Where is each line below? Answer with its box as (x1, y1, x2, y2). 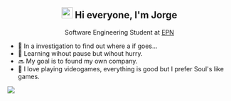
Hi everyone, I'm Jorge (74, 9, 178, 21)
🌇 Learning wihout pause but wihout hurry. (17, 49, 144, 57)
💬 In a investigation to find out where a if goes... (17, 42, 158, 50)
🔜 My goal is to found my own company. (17, 57, 138, 65)
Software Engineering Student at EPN (65, 28, 174, 36)
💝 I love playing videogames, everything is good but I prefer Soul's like (17, 64, 224, 73)
